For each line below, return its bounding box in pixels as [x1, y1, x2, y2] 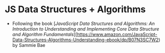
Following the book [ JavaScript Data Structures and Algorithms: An [12, 20, 155, 26]
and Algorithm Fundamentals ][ [12, 31, 77, 37]
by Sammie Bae [12, 42, 46, 48]
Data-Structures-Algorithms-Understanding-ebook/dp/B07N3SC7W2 [12, 37, 159, 43]
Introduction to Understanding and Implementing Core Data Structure [12, 25, 159, 32]
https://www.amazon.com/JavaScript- [77, 31, 157, 37]
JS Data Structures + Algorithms [5, 4, 146, 15]
